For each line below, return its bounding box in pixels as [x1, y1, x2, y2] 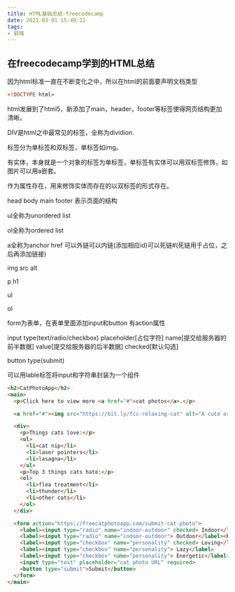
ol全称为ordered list [7, 226, 64, 234]
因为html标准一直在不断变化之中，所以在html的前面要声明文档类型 [7, 78, 198, 86]
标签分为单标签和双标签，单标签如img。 [7, 143, 122, 151]
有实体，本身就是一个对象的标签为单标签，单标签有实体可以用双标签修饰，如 [7, 158, 228, 166]
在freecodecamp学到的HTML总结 [7, 57, 155, 69]
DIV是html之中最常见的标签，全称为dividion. [7, 128, 134, 136]
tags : [7, 23, 23, 30]
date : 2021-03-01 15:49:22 [7, 17, 86, 24]
